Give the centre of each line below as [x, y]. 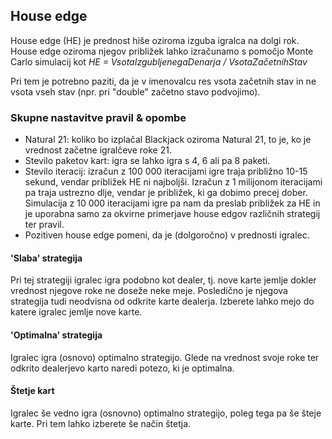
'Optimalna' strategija [56, 335]
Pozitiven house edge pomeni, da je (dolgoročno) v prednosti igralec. [167, 235]
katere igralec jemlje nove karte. [76, 312]
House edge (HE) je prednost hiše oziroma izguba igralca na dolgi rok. [155, 40]
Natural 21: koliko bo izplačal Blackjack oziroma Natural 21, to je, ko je [168, 140]
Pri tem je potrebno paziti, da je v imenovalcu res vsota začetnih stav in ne [163, 81]
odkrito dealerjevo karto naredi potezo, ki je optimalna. [122, 368]
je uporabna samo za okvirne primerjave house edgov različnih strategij [172, 214]
